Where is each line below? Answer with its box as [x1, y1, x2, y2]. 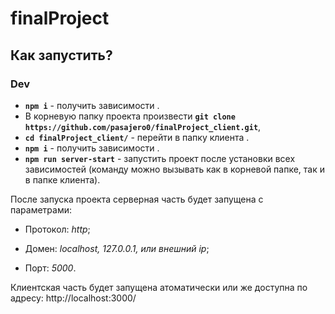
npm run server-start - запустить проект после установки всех [24, 152, 296, 164]
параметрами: [10, 203, 73, 216]
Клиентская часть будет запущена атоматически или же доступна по [10, 281, 308, 293]
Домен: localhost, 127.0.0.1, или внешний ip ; [24, 242, 210, 254]
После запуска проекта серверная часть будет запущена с [10, 193, 264, 205]
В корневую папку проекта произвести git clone [24, 110, 236, 122]
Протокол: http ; [24, 223, 91, 235]
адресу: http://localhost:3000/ [10, 292, 137, 304]
